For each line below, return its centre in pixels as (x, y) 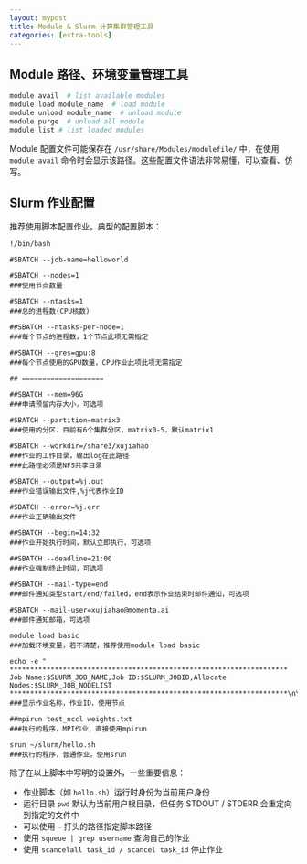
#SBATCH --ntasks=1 (47, 302)
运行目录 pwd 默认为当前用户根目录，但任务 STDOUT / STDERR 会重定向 (157, 804)
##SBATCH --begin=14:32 (55, 533)
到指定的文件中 (51, 816)
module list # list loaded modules (77, 130)
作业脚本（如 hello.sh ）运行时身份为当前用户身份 (116, 793)
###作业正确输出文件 (43, 517)
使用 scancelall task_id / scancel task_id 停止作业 (123, 849)
